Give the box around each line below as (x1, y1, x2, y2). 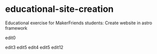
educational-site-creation (5, 3, 114, 15)
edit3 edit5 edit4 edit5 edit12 (5, 44, 63, 50)
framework (5, 25, 28, 31)
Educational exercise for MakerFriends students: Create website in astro (5, 20, 153, 26)
